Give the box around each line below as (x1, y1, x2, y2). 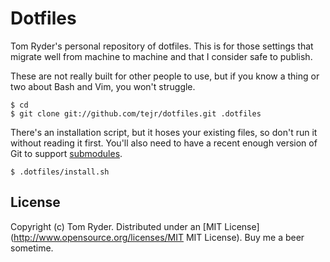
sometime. (10, 242, 54, 254)
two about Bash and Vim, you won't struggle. (10, 80, 196, 92)
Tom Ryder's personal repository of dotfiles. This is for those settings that (10, 40, 314, 52)
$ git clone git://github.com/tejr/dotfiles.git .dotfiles (10, 108, 262, 119)
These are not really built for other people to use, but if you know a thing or (10, 70, 320, 82)
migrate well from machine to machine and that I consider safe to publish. (10, 50, 313, 62)
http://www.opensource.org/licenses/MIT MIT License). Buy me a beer (13, 231, 305, 243)
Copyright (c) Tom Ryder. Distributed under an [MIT (10, 220, 223, 232)
